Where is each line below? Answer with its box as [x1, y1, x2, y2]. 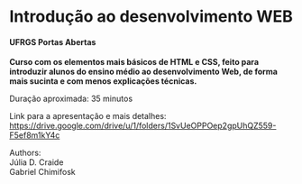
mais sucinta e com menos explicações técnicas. [9, 76, 197, 87]
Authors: [9, 147, 41, 159]
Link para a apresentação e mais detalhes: [9, 111, 167, 122]
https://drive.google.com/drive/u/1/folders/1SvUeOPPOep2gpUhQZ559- [9, 120, 277, 132]
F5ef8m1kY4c [9, 130, 60, 141]
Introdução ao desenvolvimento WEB [9, 6, 293, 27]
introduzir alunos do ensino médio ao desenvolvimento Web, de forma [9, 66, 278, 78]
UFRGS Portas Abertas [9, 36, 96, 47]
